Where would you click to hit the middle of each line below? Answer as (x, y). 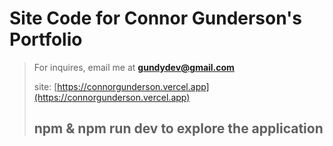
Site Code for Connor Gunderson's (156, 18)
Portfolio (46, 39)
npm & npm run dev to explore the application (178, 128)
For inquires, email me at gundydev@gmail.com (134, 67)
